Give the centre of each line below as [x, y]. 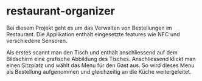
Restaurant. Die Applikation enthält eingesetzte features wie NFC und [93, 34]
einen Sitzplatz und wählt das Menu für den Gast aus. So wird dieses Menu [100, 65]
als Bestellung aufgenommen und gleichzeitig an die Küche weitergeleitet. [99, 71]
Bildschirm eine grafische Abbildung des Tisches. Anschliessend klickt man [101, 59]
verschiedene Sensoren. [37, 40]
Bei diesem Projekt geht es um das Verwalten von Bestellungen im [89, 28]
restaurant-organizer [61, 11]
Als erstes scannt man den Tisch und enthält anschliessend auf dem [92, 52]
